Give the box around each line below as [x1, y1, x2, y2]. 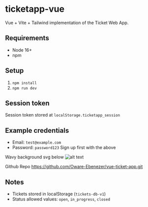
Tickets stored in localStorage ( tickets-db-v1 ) [12, 191, 106, 197]
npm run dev [12, 86, 37, 90]
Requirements [5, 34, 49, 42]
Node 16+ [12, 47, 32, 53]
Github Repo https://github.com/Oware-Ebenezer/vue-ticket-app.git [5, 164, 143, 170]
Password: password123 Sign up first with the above [12, 145, 116, 150]
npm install [12, 80, 37, 86]
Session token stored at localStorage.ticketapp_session [5, 112, 120, 118]
